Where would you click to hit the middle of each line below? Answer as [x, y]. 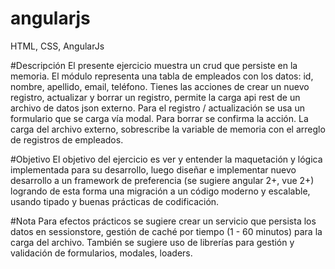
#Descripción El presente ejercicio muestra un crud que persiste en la [154, 65]
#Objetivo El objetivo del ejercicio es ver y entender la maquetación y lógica [166, 159]
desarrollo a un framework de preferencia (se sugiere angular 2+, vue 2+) [162, 180]
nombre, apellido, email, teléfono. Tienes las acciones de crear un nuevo [160, 86]
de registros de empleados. [67, 139]
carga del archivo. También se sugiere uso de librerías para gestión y [152, 242]
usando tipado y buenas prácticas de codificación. [115, 201]
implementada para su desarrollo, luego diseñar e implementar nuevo [153, 169]
